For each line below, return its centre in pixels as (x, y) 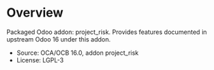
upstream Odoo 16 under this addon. (59, 39)
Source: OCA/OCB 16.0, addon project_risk (78, 53)
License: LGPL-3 (40, 60)
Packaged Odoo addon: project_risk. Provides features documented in (107, 32)
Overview (35, 13)
